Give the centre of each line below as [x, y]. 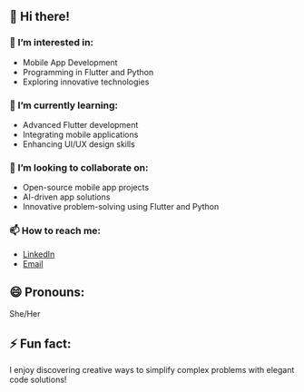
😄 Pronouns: [47, 292]
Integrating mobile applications [80, 134]
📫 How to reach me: [55, 230]
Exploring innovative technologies [86, 82]
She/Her [25, 314]
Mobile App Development [70, 62]
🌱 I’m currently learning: [64, 105]
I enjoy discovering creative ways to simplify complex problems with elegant [152, 370]
